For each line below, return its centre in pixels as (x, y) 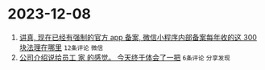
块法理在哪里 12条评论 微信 (61, 47)
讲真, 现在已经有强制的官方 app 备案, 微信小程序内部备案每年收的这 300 (138, 37)
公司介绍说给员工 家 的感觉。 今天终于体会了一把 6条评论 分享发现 (124, 57)
